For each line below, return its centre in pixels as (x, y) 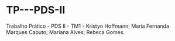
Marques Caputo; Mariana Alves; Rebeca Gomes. (65, 32)
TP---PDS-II (36, 10)
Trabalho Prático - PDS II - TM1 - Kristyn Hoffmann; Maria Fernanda (88, 26)
